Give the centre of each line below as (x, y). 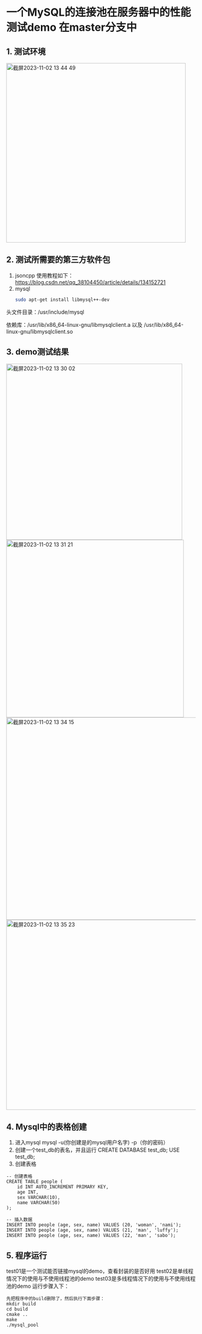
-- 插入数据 (20, 1220)
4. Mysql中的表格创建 (47, 1127)
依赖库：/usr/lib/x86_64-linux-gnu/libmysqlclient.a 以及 (75, 324)
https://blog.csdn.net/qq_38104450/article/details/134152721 (90, 282)
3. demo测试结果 (38, 352)
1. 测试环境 (26, 51)
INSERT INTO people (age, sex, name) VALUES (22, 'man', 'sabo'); (91, 1236)
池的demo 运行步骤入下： (38, 1286)
